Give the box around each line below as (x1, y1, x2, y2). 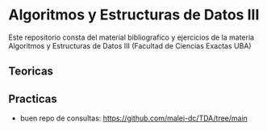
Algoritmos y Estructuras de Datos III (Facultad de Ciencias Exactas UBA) (8, 40, 252, 50)
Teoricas (8, 65, 54, 78)
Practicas (8, 91, 58, 106)
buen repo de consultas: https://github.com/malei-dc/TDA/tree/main (19, 113, 248, 123)
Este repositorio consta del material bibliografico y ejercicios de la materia (8, 32, 255, 42)
